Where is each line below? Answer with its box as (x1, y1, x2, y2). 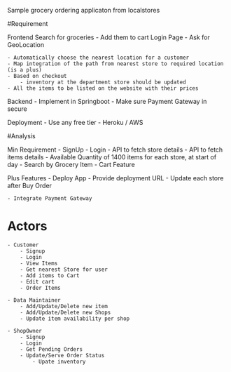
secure (7, 105, 28, 113)
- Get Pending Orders (20, 345, 83, 353)
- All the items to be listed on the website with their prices (7, 85, 199, 92)
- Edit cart (20, 278, 55, 285)
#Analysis (7, 132, 36, 140)
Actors (7, 218, 48, 234)
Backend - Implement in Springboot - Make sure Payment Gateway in (7, 98, 207, 105)
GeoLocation (7, 41, 44, 48)
